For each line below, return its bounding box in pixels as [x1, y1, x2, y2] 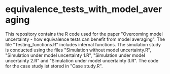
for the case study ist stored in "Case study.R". [5, 63, 103, 69]
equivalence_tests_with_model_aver [5, 4, 162, 15]
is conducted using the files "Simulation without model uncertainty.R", [5, 47, 151, 53]
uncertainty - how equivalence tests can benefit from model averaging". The [5, 36, 165, 42]
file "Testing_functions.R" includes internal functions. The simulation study [5, 41, 161, 47]
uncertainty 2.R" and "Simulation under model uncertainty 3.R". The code [5, 57, 159, 63]
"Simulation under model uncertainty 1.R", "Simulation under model [5, 52, 146, 58]
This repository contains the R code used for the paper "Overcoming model [5, 31, 163, 37]
